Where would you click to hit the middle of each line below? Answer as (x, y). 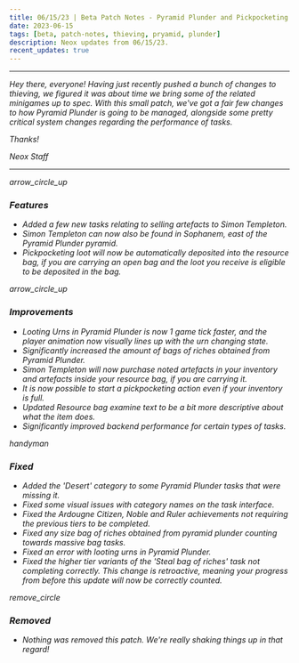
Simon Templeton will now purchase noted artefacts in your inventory (150, 369)
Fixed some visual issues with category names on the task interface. (148, 505)
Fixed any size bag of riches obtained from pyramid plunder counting (149, 533)
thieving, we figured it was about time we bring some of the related (133, 93)
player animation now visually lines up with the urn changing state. (145, 341)
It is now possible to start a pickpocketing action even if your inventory (152, 388)
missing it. (41, 496)
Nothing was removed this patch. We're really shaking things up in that (152, 640)
